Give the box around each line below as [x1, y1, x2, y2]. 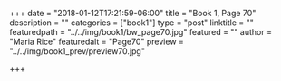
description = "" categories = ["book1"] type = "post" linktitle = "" [9, 17, 254, 28]
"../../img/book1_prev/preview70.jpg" [9, 46, 145, 57]
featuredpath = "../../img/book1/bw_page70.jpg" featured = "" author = [9, 27, 272, 37]
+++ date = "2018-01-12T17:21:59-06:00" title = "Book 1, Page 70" [9, 8, 257, 18]
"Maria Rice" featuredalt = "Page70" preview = [9, 36, 184, 47]
